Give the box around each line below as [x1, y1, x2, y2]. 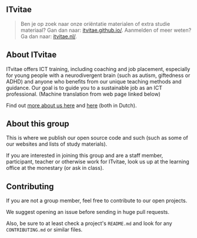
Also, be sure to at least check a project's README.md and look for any [6, 220, 172, 227]
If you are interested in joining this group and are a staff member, [6, 152, 163, 159]
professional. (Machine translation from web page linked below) [6, 90, 161, 98]
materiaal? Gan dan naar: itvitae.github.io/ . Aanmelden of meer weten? [20, 26, 192, 33]
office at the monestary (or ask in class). [6, 165, 104, 172]
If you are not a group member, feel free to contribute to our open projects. [6, 197, 188, 205]
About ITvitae [6, 50, 57, 60]
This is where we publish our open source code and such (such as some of [6, 135, 188, 142]
